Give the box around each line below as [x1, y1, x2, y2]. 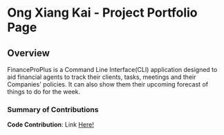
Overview [7, 47, 50, 59]
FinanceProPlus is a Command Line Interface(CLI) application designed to [7, 66, 218, 73]
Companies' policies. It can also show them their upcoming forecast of [7, 80, 209, 88]
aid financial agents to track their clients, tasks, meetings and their [7, 73, 196, 81]
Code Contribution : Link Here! [7, 120, 95, 129]
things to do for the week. [7, 88, 81, 96]
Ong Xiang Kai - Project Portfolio [7, 5, 198, 21]
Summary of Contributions [7, 105, 99, 114]
